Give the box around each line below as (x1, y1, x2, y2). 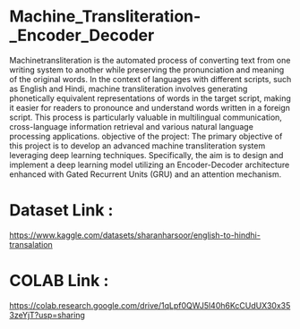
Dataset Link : (9, 200, 114, 221)
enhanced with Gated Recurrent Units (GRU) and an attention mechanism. (9, 168, 282, 180)
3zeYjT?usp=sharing (9, 309, 85, 320)
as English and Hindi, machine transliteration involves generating (9, 83, 248, 94)
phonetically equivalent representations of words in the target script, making (9, 92, 291, 104)
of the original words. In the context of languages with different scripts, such (9, 73, 292, 84)
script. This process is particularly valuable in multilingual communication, (9, 112, 282, 122)
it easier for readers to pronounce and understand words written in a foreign (9, 102, 291, 113)
